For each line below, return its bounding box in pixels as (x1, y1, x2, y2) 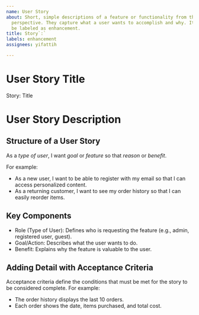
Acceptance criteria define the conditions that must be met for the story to (6, 278, 188, 285)
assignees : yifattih (6, 42, 57, 48)
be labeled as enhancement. (11, 25, 81, 31)
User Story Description (6, 113, 121, 126)
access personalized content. (14, 181, 87, 188)
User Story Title (6, 72, 85, 86)
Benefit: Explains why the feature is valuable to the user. (14, 245, 152, 252)
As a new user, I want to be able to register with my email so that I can (14, 175, 186, 182)
